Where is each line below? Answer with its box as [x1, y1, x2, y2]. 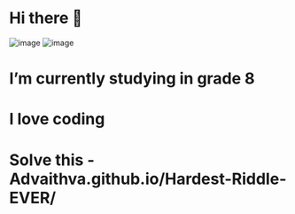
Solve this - [9, 150, 95, 170]
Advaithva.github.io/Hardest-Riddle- [9, 169, 287, 189]
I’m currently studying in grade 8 [9, 68, 255, 89]
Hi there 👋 [9, 8, 82, 28]
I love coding [9, 109, 105, 130]
